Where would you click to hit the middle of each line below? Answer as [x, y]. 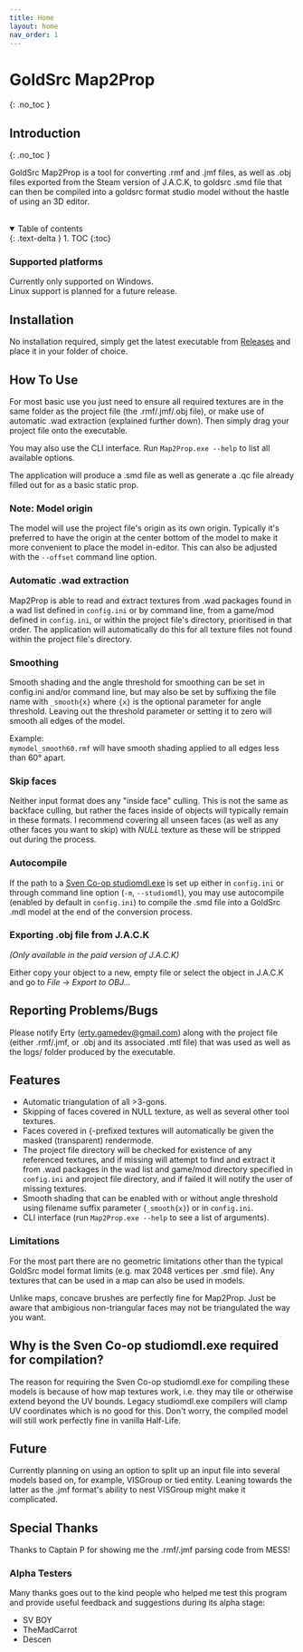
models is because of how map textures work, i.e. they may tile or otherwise [151, 1391]
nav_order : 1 [34, 34]
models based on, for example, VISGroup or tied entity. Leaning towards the [151, 1481]
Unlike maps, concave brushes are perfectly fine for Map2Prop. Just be [143, 1297]
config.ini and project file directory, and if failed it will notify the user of [157, 1179]
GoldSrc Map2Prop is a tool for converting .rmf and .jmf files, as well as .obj [150, 172]
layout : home [34, 26]
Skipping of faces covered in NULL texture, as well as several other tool [156, 1111]
